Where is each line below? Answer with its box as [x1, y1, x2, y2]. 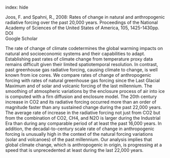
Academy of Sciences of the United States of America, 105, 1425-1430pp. [5, 25, 160, 31]
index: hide [5, 5, 29, 10]
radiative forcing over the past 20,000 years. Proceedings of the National [5, 20, 158, 25]
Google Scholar [5, 35, 38, 41]
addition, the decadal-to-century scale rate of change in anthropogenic [5, 126, 155, 132]
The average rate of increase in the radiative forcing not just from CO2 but [5, 110, 161, 116]
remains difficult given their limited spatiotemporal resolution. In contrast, [5, 62, 158, 67]
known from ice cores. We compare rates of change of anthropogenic [5, 72, 151, 78]
